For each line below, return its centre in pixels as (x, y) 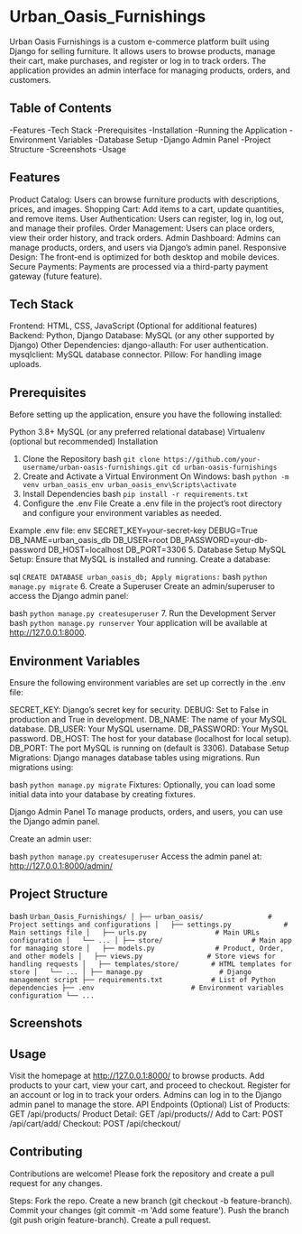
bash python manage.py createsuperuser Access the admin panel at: (136, 856)
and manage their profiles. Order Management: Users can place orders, (142, 228)
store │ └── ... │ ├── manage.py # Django (131, 972)
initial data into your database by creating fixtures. (103, 794)
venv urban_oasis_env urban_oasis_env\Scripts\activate (129, 485)
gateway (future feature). (56, 276)
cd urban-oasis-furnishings (224, 468)
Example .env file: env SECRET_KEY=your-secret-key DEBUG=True (134, 530)
